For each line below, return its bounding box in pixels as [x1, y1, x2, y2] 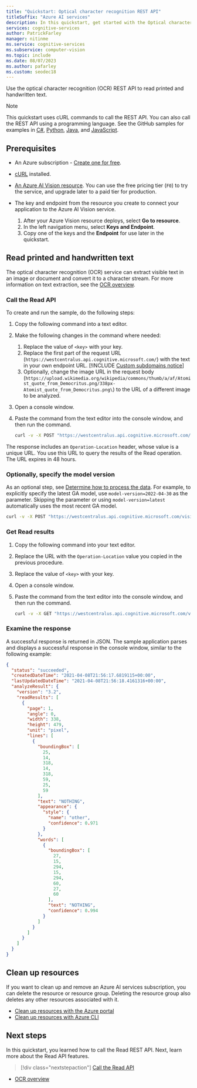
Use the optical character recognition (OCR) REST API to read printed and [6, 85, 184, 92]
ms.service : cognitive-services [6, 42, 85, 48]
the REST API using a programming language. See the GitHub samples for [6, 120, 184, 127]
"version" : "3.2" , [16, 689, 62, 695]
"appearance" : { [37, 804, 77, 810]
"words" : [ [37, 836, 64, 843]
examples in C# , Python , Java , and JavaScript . [6, 126, 119, 134]
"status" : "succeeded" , [11, 667, 69, 673]
